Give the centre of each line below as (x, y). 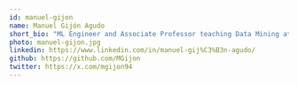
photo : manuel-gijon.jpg (55, 42)
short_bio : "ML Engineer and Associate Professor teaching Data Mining (144, 34)
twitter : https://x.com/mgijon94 (71, 67)
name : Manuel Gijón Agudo (57, 26)
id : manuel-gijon (41, 17)
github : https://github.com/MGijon (75, 58)
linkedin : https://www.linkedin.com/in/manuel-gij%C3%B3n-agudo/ (132, 50)
